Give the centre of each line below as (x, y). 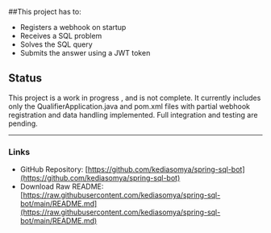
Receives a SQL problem (61, 36)
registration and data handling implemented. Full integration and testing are (133, 114)
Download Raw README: (62, 187)
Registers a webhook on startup (73, 27)
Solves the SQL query (56, 44)
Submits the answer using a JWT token (85, 53)
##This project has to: (45, 12)
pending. (23, 123)
